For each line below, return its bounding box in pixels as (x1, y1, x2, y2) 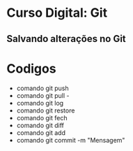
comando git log (16, 99, 64, 107)
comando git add (16, 128, 65, 137)
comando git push (16, 84, 69, 92)
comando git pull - (16, 91, 70, 99)
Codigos (6, 61, 56, 76)
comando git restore (16, 106, 75, 115)
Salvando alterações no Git (6, 33, 126, 45)
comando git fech (16, 113, 68, 122)
